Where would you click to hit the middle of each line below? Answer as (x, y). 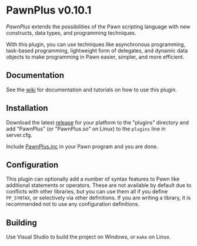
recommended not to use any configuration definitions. (73, 204)
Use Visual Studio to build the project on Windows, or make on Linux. (89, 237)
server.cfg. (19, 135)
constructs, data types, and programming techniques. (71, 32)
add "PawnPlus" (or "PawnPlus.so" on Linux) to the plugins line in (86, 129)
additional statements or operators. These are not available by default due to (99, 185)
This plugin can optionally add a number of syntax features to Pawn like (93, 179)
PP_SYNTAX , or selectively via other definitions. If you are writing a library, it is (98, 198)
